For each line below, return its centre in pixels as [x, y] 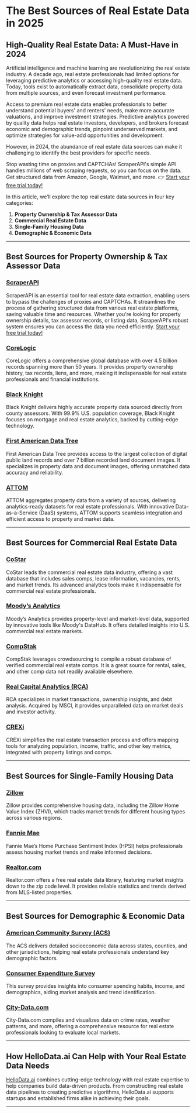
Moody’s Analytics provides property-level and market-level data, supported [98, 619]
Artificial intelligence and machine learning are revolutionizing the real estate [98, 68]
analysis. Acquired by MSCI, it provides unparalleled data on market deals [95, 706]
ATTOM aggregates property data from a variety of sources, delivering [91, 500]
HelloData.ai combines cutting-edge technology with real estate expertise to [98, 1080]
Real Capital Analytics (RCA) [47, 687]
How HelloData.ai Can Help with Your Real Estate [96, 1057]
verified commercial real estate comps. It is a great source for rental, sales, [96, 665]
